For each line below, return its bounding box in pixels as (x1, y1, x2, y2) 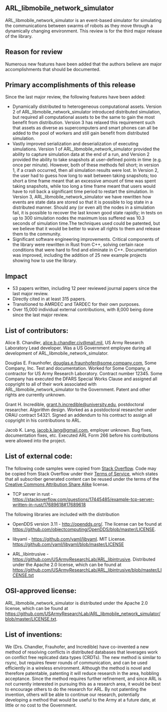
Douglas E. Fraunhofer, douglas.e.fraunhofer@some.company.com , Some (5, 360, 157, 366)
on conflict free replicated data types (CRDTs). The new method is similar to (5, 654, 161, 660)
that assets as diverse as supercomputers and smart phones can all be (12, 125, 158, 131)
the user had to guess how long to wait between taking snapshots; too (12, 172, 157, 179)
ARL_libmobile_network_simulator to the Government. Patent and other (5, 387, 151, 393)
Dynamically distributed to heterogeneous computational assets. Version (12, 103, 162, 109)
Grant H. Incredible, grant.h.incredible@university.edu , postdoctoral (5, 402, 145, 408)
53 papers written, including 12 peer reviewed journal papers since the (12, 285, 158, 291)
